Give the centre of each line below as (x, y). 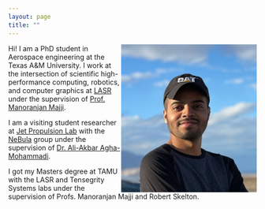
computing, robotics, (86, 82)
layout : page (30, 17)
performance (30, 82)
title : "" (24, 25)
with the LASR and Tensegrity (56, 179)
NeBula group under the (47, 139)
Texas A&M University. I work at (60, 65)
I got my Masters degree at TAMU (63, 171)
